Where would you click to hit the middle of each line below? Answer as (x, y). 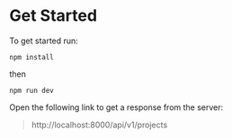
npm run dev (31, 90)
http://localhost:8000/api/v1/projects (99, 125)
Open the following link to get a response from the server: (116, 107)
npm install (31, 57)
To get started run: (44, 41)
